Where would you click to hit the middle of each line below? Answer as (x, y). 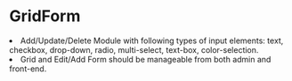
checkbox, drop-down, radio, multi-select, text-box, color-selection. (134, 49)
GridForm (45, 16)
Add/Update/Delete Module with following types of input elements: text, (152, 40)
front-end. (28, 69)
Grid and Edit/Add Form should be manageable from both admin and (146, 59)
